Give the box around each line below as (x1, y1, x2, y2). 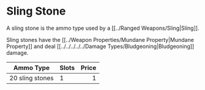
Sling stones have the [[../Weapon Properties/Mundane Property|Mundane (6, 36, 195, 43)
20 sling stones (9, 74, 54, 82)
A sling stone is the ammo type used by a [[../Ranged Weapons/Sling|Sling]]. (6, 24, 199, 32)
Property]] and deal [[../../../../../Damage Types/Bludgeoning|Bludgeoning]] (6, 43, 195, 50)
